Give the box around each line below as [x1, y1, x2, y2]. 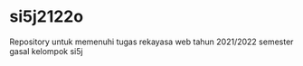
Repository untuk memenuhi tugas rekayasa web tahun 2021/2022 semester [9, 36, 294, 47]
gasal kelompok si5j [9, 45, 83, 56]
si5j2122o [9, 6, 84, 27]
